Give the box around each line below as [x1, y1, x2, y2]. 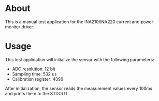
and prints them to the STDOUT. [5, 90, 69, 96]
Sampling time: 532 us [12, 71, 57, 77]
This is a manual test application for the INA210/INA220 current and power [5, 19, 154, 25]
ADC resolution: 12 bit [12, 66, 56, 72]
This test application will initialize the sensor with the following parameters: [5, 56, 155, 63]
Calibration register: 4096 [12, 76, 64, 82]
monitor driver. [5, 24, 34, 29]
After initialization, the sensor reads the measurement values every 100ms [5, 85, 153, 91]
